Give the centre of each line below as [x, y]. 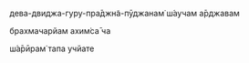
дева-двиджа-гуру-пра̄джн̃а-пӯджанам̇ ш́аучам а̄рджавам [124, 13]
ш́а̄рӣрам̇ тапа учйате [52, 48]
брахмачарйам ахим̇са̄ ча [60, 31]
